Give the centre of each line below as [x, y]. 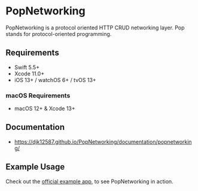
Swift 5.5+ [27, 67]
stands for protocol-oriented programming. [59, 34]
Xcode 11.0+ [29, 74]
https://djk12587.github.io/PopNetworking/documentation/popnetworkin [103, 141]
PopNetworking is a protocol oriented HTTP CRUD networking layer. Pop [95, 28]
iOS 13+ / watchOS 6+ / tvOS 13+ [55, 80]
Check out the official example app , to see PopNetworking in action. [90, 181]
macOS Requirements [38, 95]
